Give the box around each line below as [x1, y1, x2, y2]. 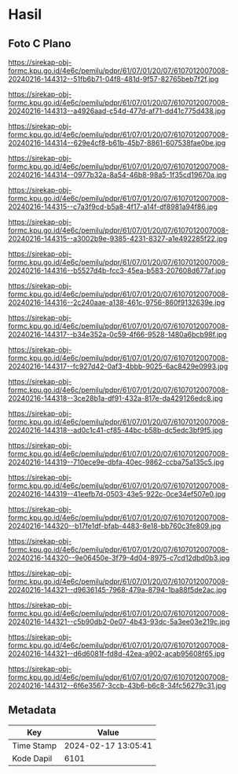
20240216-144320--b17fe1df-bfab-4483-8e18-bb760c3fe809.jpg [8, 521, 222, 530]
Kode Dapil [12, 753, 53, 764]
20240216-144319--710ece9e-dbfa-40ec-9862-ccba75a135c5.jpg [8, 457, 225, 467]
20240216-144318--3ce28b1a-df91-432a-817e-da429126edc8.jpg [8, 394, 224, 402]
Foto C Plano [8, 37, 71, 50]
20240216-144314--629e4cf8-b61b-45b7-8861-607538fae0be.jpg [8, 138, 226, 147]
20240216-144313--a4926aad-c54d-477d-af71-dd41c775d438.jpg [8, 106, 226, 116]
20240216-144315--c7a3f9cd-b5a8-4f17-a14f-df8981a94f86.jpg [8, 202, 218, 211]
